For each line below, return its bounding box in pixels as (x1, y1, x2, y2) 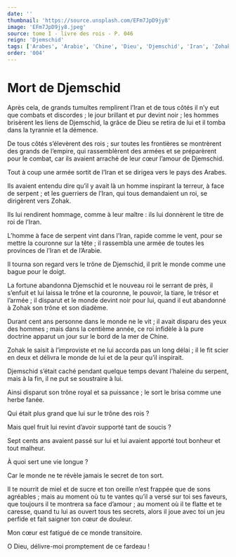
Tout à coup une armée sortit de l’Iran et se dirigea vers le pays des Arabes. (7, 168, 227, 176)
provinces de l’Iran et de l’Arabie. (7, 246, 102, 254)
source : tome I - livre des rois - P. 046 (7, 30, 133, 37)
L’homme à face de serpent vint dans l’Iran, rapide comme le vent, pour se (7, 231, 223, 239)
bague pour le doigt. (7, 267, 67, 275)
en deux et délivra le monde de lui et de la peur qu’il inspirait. (7, 353, 184, 361)
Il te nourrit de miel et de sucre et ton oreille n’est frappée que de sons (7, 484, 211, 493)
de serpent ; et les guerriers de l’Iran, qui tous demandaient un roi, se (7, 189, 208, 197)
